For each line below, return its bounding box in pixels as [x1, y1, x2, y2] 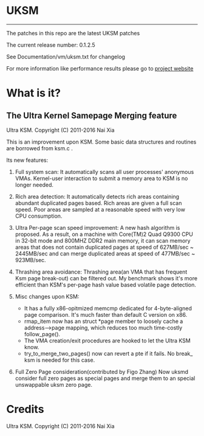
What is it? [6, 86, 61, 100]
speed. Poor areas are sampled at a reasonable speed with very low [15, 206, 185, 213]
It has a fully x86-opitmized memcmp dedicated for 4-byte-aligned [24, 305, 192, 312]
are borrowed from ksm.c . [6, 144, 73, 152]
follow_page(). [24, 330, 61, 337]
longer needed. [15, 181, 53, 189]
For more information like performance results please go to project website [6, 64, 194, 72]
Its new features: [6, 156, 49, 164]
